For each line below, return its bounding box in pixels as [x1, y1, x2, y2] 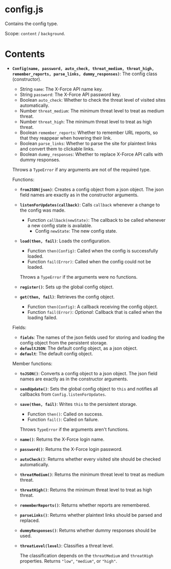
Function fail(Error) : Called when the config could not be [27, 258, 151, 264]
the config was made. [19, 207, 66, 213]
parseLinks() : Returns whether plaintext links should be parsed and [19, 512, 162, 518]
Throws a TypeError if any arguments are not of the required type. [12, 166, 151, 172]
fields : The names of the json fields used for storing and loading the [19, 334, 165, 340]
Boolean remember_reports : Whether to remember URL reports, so [19, 129, 158, 135]
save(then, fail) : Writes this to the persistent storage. [19, 401, 137, 407]
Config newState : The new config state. [35, 227, 117, 234]
